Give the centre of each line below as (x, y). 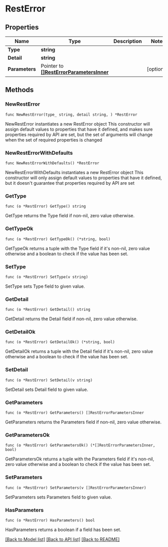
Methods (19, 90)
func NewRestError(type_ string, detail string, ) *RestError (71, 115)
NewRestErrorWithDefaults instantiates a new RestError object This (74, 172)
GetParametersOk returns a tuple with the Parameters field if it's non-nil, (80, 459)
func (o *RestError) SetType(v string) (47, 277)
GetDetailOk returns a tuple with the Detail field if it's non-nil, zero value (79, 351)
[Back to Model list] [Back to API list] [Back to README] (62, 539)
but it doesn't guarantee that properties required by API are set (70, 183)
